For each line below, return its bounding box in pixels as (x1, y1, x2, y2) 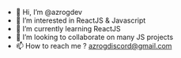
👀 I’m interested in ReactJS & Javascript (15, 16, 146, 25)
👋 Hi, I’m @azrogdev (15, 8, 83, 16)
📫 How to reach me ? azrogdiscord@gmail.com (15, 42, 172, 50)
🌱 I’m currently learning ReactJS (15, 24, 121, 33)
